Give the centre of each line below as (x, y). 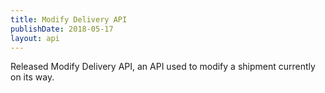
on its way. (32, 77)
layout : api (35, 38)
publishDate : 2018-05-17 (62, 29)
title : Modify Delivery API (69, 19)
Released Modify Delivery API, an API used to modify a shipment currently (163, 67)
